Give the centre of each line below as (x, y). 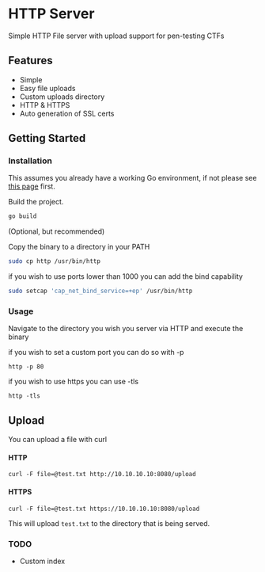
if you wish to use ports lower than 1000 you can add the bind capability (126, 276)
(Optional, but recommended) (57, 231)
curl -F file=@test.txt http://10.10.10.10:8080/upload (102, 475)
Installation (30, 161)
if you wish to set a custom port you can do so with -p (96, 353)
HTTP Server (51, 14)
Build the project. (36, 202)
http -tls (25, 396)
